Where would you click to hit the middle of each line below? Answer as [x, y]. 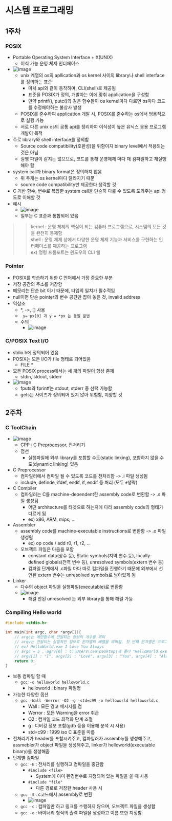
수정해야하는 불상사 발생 [58, 107]
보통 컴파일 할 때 [29, 676]
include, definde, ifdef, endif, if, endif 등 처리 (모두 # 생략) [79, 482]
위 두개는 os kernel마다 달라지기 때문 [57, 178]
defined [36, 562]
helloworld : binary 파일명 [54, 688]
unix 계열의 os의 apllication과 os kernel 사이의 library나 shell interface [92, 75]
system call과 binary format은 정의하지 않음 [57, 171]
